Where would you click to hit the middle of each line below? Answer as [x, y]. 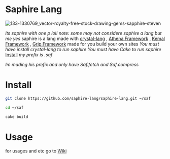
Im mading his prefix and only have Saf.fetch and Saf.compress [72, 64]
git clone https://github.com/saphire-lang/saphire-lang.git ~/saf [78, 98]
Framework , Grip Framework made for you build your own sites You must [82, 44]
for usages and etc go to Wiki [36, 151]
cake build [17, 117]
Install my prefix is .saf [29, 55]
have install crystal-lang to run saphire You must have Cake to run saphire [83, 49]
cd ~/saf [14, 107]
